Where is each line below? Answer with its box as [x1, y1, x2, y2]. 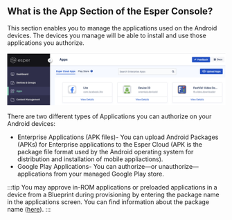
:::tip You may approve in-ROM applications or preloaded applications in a [7, 183, 217, 191]
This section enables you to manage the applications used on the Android [7, 24, 217, 32]
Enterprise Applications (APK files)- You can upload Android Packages [17, 133, 219, 141]
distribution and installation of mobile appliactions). [17, 155, 163, 163]
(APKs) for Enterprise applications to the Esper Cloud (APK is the [17, 140, 203, 148]
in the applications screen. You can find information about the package [7, 197, 210, 206]
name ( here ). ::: [7, 205, 51, 213]
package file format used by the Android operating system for [17, 147, 194, 156]
